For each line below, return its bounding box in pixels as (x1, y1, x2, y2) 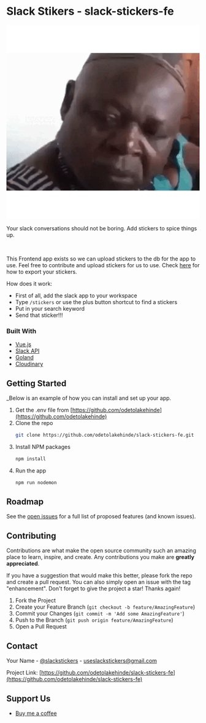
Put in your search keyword (15, 305, 85, 312)
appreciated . (6, 560, 40, 568)
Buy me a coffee (15, 709, 57, 717)
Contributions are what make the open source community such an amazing (6, 547, 196, 554)
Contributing (6, 530, 56, 541)
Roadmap (6, 496, 44, 507)
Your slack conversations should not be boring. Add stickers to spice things (6, 224, 197, 232)
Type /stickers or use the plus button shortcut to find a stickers (15, 298, 178, 305)
